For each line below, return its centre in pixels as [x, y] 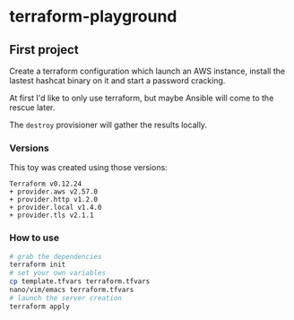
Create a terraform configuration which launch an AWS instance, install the [147, 71]
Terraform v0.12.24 [46, 184]
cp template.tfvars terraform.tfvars [80, 281]
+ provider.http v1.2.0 [54, 200]
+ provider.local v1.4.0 [56, 208]
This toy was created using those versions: [88, 168]
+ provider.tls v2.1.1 [52, 216]
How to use [35, 238]
